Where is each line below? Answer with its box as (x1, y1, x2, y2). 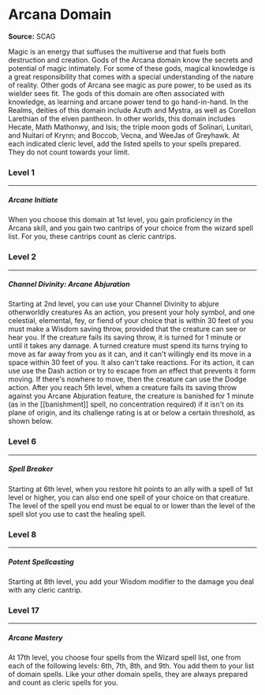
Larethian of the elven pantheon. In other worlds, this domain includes (8, 113, 236, 123)
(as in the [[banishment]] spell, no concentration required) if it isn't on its (8, 400, 244, 409)
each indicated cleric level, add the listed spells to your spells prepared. (8, 139, 241, 148)
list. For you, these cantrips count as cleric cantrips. (8, 232, 177, 241)
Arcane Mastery (8, 633, 63, 642)
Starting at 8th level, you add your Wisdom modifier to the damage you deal (8, 577, 255, 586)
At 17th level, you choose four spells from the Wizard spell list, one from (8, 652, 241, 663)
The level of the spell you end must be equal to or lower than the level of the (8, 500, 256, 510)
